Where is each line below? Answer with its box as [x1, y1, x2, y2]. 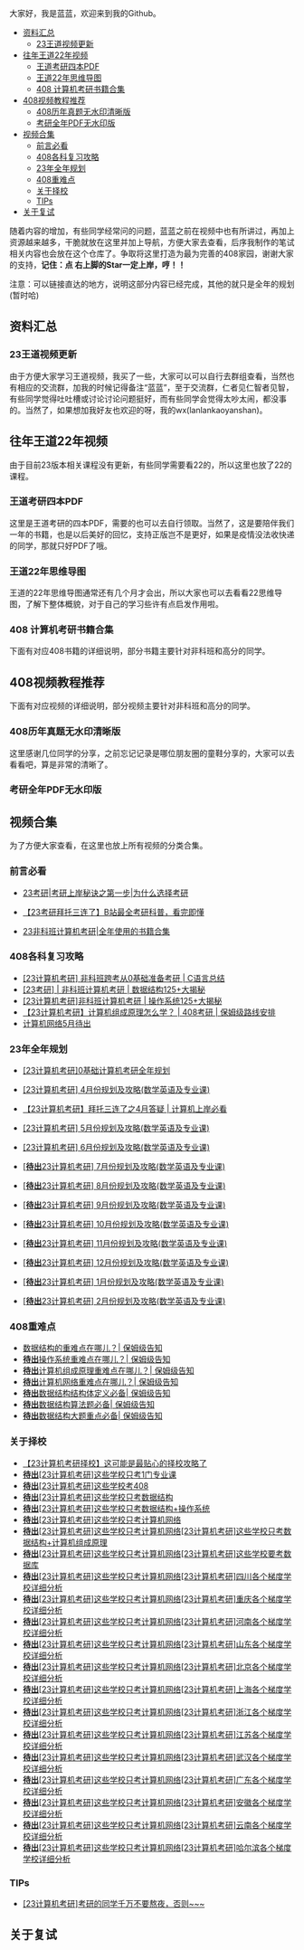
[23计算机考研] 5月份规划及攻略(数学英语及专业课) [22, 1122, 210, 1133]
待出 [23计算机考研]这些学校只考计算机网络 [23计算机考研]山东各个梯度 [22, 1638, 284, 1649]
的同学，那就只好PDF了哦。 [9, 540, 113, 551]
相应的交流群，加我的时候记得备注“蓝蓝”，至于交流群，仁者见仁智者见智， [16, 382, 294, 393]
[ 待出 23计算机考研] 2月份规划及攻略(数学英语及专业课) [22, 1296, 226, 1307]
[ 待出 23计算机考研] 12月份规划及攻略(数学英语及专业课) [22, 1257, 229, 1268]
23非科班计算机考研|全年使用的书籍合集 [22, 925, 170, 936]
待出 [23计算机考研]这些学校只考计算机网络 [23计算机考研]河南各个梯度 [22, 1615, 284, 1626]
